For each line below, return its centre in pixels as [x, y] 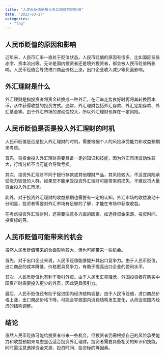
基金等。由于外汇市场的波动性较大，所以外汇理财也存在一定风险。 [76, 112]
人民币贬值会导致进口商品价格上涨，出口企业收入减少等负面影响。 [80, 70]
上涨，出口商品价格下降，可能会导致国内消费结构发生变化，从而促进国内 [82, 299]
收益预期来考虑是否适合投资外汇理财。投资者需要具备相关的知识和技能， [87, 342]
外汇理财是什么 [28, 87]
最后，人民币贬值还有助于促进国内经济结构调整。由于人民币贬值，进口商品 [80, 294]
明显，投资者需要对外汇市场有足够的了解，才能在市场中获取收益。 [76, 203]
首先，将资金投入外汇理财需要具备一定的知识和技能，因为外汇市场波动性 [78, 158]
